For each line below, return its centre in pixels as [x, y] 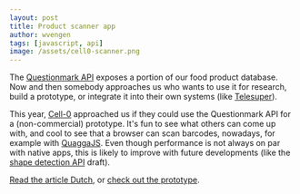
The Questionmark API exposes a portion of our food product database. [144, 77]
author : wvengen [40, 34]
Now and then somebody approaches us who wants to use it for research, [148, 87]
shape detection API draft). [60, 162]
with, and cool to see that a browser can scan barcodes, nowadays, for [142, 133]
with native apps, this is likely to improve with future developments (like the [150, 153]
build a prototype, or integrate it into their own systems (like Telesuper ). [143, 97]
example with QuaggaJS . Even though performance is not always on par [145, 143]
